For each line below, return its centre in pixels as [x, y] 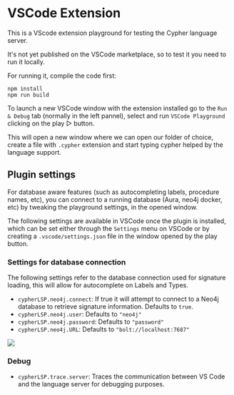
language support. [35, 152]
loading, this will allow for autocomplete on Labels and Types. [98, 285]
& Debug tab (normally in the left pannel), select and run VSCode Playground [116, 116]
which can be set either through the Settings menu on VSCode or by [108, 228]
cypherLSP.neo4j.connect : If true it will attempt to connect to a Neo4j [118, 299]
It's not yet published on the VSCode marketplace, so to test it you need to [117, 54]
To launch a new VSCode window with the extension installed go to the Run [117, 108]
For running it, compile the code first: [62, 76]
